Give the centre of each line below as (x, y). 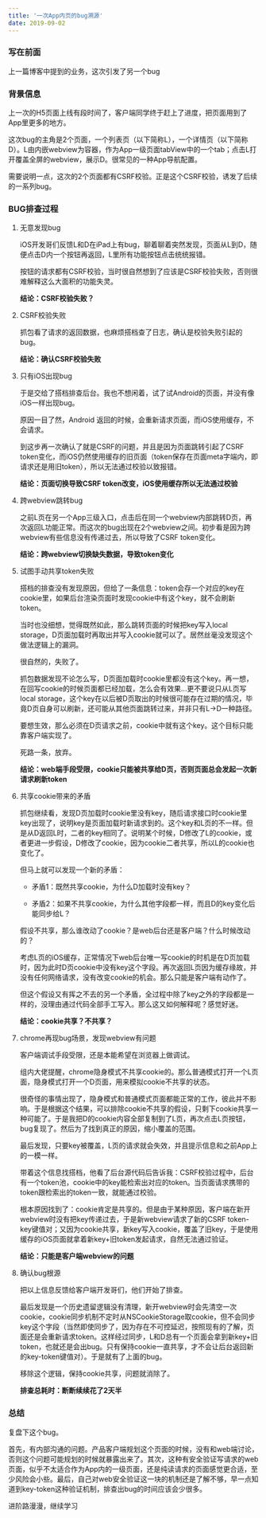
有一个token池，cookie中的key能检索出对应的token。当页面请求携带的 (135, 1183)
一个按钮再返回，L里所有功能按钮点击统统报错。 (131, 255)
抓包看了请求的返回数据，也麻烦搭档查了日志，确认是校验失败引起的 (131, 332)
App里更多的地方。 (39, 123)
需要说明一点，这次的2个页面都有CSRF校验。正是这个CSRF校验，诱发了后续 (133, 177)
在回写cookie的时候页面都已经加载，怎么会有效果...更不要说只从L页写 (133, 689)
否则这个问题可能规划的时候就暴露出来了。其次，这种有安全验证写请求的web (133, 1459)
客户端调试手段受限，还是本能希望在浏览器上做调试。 (107, 1055)
